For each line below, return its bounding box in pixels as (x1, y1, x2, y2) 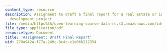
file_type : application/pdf (5, 26, 64, 31)
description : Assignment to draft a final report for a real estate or (5, 12, 157, 17)
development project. (9, 16, 55, 21)
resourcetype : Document (5, 30, 55, 35)
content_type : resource (5, 7, 55, 12)
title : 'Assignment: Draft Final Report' (5, 35, 92, 40)
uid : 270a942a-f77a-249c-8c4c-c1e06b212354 (5, 40, 97, 45)
